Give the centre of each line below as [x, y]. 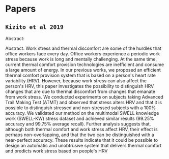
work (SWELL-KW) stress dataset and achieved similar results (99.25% [80, 118]
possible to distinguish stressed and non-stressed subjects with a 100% [81, 108]
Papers [21, 9]
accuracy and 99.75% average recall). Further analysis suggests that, [78, 124]
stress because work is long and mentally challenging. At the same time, [81, 59]
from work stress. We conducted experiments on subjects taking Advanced [84, 97]
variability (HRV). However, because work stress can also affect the [76, 81]
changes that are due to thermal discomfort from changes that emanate [80, 91]
